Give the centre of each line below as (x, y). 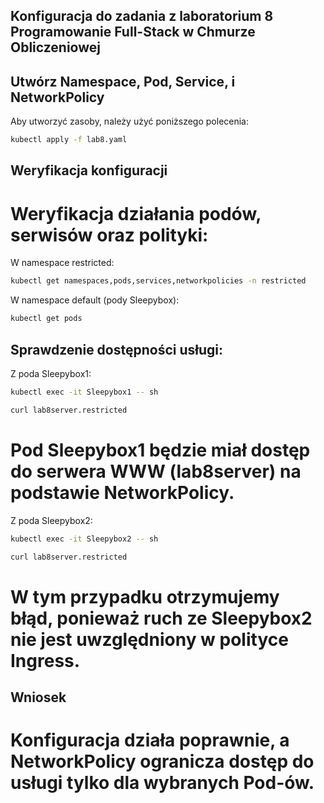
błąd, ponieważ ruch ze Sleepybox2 (161, 618)
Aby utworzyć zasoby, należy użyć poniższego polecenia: (130, 121)
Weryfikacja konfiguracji (89, 170)
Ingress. (45, 660)
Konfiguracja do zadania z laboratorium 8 (142, 16)
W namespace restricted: (62, 263)
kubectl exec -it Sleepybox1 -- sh (84, 392)
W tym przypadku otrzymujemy (145, 596)
